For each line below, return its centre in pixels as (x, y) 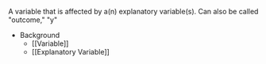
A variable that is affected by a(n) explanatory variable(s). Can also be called (133, 11)
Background (40, 35)
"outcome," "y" (33, 20)
